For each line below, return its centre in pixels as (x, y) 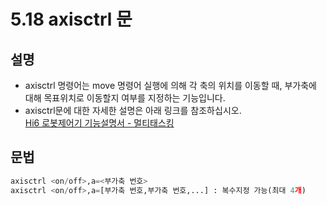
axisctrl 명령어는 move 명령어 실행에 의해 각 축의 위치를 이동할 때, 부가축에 (170, 85)
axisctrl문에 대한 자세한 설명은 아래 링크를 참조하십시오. (133, 110)
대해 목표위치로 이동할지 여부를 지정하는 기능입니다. (125, 98)
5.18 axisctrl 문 (71, 19)
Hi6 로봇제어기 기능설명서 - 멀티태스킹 (99, 123)
